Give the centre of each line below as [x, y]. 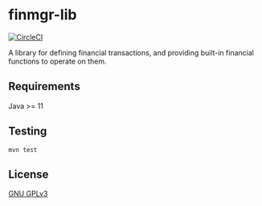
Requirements [44, 87]
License [29, 174]
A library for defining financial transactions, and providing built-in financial [131, 52]
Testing [28, 132]
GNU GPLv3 [28, 194]
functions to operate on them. [57, 61]
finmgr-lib [43, 15]
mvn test [23, 150]
